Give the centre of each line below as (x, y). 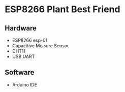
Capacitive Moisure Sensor (40, 46)
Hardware (21, 28)
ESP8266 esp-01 (30, 40)
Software (20, 72)
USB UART (23, 56)
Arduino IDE (25, 84)
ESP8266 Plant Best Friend (63, 9)
